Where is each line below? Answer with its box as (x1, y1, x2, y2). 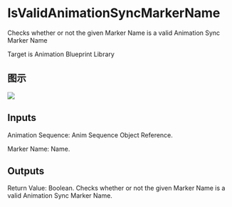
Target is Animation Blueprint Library (7, 50, 115, 58)
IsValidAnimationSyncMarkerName (7, 5, 221, 21)
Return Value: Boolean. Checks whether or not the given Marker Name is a (7, 184, 226, 193)
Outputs (7, 165, 45, 177)
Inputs (7, 112, 37, 124)
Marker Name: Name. (7, 144, 70, 153)
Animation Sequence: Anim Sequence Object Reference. (7, 130, 173, 139)
